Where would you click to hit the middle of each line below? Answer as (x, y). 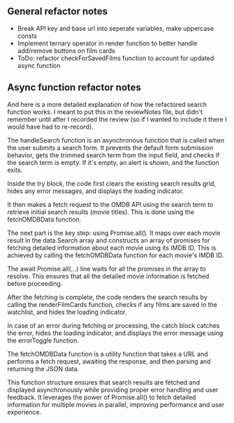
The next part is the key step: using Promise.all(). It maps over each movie (114, 233)
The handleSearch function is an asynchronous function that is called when (116, 140)
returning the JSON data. (43, 368)
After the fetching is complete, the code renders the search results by (108, 297)
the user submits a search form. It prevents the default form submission (110, 148)
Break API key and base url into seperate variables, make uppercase (116, 28)
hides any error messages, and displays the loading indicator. (96, 191)
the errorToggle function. (43, 340)
